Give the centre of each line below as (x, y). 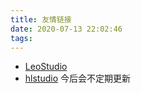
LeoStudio (46, 67)
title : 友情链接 (41, 19)
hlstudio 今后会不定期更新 (78, 78)
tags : (21, 38)
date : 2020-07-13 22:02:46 (66, 29)
